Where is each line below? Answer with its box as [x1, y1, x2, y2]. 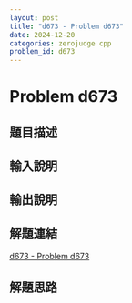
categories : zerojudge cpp [9, 38, 112, 48]
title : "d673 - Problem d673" [9, 22, 125, 31]
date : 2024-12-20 [9, 30, 76, 39]
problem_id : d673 [9, 47, 76, 56]
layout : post [9, 13, 59, 23]
